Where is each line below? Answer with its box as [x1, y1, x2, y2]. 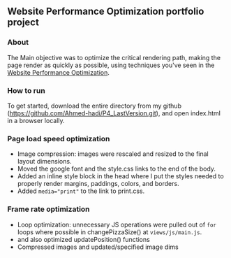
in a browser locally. [7, 116, 65, 124]
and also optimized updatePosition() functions [17, 235, 150, 243]
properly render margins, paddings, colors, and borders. [17, 180, 179, 188]
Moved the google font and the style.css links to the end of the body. [17, 164, 216, 173]
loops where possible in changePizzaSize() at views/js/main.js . [17, 227, 202, 236]
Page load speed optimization [7, 134, 110, 143]
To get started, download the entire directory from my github [7, 101, 181, 110]
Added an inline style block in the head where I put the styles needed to [17, 172, 225, 180]
